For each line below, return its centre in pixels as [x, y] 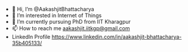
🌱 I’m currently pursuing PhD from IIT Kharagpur [71, 22]
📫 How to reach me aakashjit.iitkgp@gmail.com [71, 28]
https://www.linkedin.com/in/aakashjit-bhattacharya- [117, 37]
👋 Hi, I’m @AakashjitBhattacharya [53, 9]
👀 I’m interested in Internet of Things [57, 15]
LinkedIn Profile [31, 37]
